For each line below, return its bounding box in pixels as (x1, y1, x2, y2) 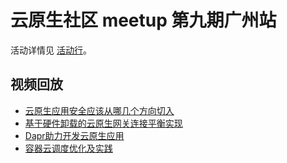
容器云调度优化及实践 (24, 142, 113, 154)
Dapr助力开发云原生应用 (24, 129, 125, 141)
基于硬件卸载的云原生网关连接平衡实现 (24, 117, 183, 129)
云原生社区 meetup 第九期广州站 (10, 9, 277, 32)
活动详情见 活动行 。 (10, 44, 92, 56)
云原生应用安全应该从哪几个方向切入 (24, 104, 175, 116)
